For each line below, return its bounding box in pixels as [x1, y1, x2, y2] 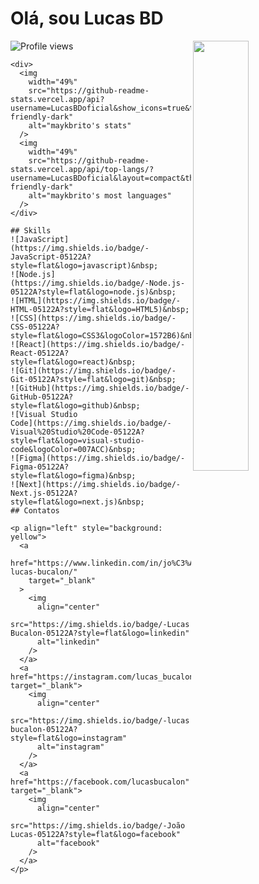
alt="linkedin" [36, 637, 101, 647]
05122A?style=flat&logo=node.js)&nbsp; [10, 287, 177, 297]
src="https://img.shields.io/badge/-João [10, 820, 186, 831]
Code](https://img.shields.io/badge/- [10, 418, 172, 428]
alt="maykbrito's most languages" [28, 190, 172, 201]
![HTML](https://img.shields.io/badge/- [10, 295, 182, 306]
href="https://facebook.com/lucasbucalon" [10, 777, 190, 787]
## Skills [10, 225, 52, 236]
